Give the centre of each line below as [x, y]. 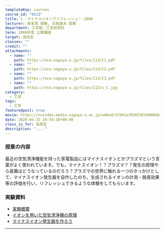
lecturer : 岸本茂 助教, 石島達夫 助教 [41, 23]
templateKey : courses [27, 10]
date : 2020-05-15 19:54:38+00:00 [39, 119]
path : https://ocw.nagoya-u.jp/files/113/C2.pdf [65, 69]
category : [15, 92]
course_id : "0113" [24, 14]
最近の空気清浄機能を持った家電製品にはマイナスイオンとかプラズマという [80, 159]
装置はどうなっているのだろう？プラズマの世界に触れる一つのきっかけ [80, 171]
